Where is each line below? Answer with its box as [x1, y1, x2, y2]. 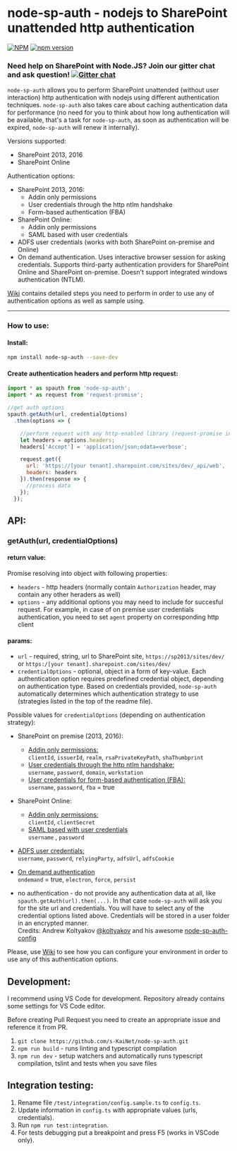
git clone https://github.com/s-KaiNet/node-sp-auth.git [17, 1038, 189, 1045]
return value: [7, 553, 47, 562]
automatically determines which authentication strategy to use [17, 689, 199, 698]
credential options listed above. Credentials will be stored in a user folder [17, 912, 230, 920]
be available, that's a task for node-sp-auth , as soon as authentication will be [7, 116, 229, 124]
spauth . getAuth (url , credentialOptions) [7, 411, 128, 418]
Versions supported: [7, 137, 67, 145]
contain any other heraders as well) [17, 591, 121, 599]
